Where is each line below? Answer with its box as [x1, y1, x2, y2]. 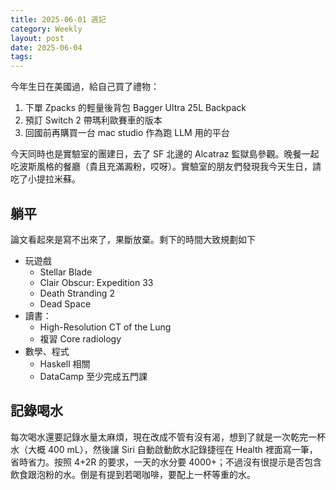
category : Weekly [10, 24, 83, 34]
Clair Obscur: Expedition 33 [39, 276, 154, 288]
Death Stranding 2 [39, 287, 115, 299]
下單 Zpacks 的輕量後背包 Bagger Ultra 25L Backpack [24, 102, 247, 114]
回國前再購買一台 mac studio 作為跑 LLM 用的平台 [24, 127, 230, 139]
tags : [10, 52, 33, 62]
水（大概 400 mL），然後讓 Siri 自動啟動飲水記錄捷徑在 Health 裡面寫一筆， [10, 443, 318, 455]
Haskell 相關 [39, 357, 91, 370]
